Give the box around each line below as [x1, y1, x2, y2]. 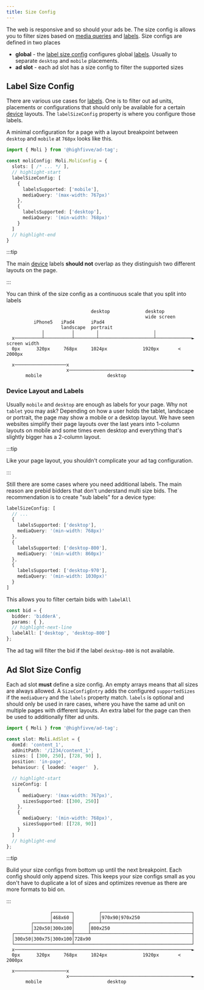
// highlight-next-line [12, 624, 72, 630]
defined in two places [6, 38, 61, 46]
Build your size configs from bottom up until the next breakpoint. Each [6, 866, 182, 873]
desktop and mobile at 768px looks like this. [6, 135, 113, 142]
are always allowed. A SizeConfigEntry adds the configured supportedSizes [6, 687, 195, 695]
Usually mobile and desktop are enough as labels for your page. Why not [6, 400, 188, 408]
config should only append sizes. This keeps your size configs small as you [6, 873, 196, 880]
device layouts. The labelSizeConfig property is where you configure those [6, 110, 196, 118]
